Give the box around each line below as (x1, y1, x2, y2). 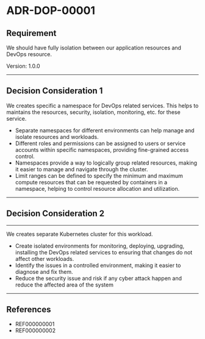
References (6, 304, 51, 315)
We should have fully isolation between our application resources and (6, 44, 182, 51)
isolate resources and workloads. (15, 133, 99, 140)
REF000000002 (15, 327, 56, 334)
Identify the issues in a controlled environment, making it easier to (15, 262, 181, 269)
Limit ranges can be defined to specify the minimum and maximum (15, 172, 183, 179)
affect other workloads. (15, 255, 74, 262)
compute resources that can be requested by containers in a (15, 178, 168, 186)
